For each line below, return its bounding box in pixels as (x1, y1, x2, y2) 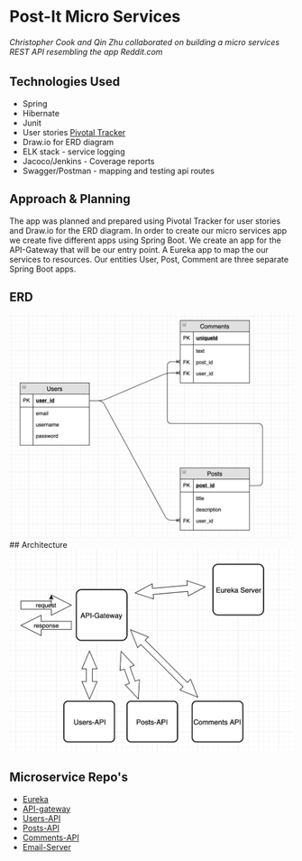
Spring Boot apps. (9, 264, 77, 274)
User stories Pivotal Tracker (22, 126, 126, 137)
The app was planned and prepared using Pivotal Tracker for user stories (9, 215, 281, 227)
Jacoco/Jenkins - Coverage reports (22, 155, 155, 166)
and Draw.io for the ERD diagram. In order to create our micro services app (9, 225, 288, 236)
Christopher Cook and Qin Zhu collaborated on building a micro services (9, 36, 280, 47)
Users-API (22, 812, 61, 823)
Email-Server (22, 841, 72, 852)
